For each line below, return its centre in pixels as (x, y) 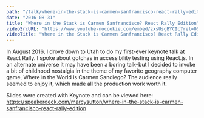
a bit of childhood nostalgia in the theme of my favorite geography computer (102, 71)
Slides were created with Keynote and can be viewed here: (80, 96)
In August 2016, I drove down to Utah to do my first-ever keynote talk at (96, 51)
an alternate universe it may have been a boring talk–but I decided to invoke (101, 65)
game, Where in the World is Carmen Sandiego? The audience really (92, 77)
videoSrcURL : (23, 29)
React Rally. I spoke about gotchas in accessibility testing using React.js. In (100, 58)
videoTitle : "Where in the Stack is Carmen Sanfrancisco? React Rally (97, 34)
